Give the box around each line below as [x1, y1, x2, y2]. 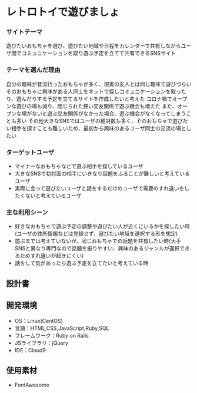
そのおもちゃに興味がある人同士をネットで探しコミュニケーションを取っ [6, 88, 181, 95]
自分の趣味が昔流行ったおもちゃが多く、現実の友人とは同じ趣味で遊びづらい [6, 80, 192, 87]
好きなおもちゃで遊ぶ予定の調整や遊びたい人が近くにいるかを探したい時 [14, 223, 190, 230]
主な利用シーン [6, 209, 48, 216]
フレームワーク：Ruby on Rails [14, 332, 89, 339]
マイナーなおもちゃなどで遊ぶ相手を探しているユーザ [14, 163, 143, 170]
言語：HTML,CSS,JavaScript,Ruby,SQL [14, 325, 110, 332]
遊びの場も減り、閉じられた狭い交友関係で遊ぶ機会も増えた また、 [16, 103, 178, 110]
